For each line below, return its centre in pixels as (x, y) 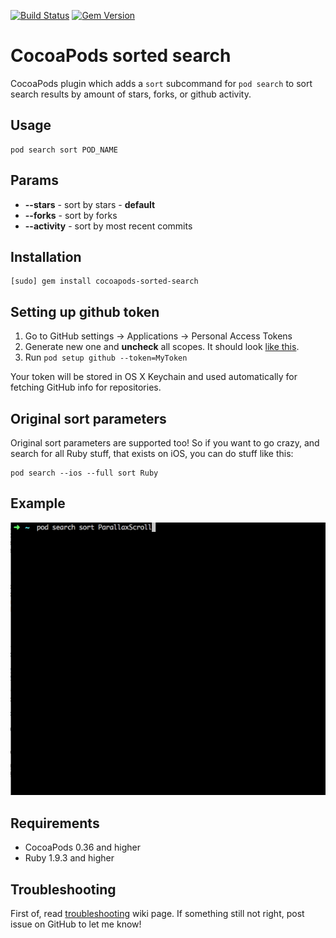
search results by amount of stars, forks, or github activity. (131, 94)
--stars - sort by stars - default (90, 204)
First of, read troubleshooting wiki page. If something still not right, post (157, 913)
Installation (46, 256)
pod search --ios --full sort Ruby (84, 473)
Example (38, 503)
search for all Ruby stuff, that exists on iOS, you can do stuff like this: (152, 453)
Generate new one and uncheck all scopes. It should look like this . (162, 347)
